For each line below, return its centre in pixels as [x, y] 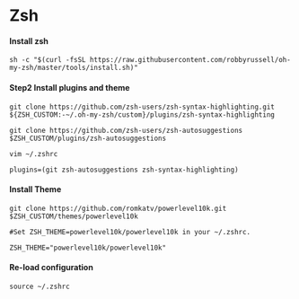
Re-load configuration [52, 268]
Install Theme [35, 189]
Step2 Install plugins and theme [70, 87]
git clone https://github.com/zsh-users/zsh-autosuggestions [126, 130]
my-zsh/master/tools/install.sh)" [74, 68]
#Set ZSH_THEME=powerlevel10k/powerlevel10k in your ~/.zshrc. [130, 232]
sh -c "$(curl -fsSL [48, 60]
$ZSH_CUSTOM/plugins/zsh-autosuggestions [88, 138]
